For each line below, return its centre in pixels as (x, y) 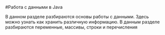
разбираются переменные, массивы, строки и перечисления (71, 27)
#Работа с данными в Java (34, 7)
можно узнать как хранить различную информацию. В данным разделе (82, 22)
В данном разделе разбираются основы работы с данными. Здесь (77, 17)
